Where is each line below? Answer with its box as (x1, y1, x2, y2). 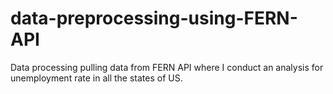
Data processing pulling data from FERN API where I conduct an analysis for (10, 61, 324, 73)
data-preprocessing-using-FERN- (10, 7, 298, 30)
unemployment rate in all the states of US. (10, 72, 183, 84)
